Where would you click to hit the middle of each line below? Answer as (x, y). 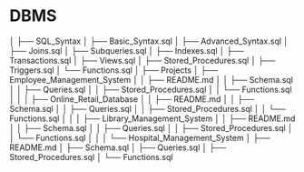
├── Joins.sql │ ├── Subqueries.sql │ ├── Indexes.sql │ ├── (127, 50)
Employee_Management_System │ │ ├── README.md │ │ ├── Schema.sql (151, 79)
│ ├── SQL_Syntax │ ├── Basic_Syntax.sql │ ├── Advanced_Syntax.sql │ (149, 41)
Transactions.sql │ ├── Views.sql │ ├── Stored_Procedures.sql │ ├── (142, 60)
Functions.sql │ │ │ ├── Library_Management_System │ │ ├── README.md (152, 118)
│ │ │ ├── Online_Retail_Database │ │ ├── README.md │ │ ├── (132, 99)
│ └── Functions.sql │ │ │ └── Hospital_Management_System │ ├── (140, 137)
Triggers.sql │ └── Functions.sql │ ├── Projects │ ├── (113, 70)
